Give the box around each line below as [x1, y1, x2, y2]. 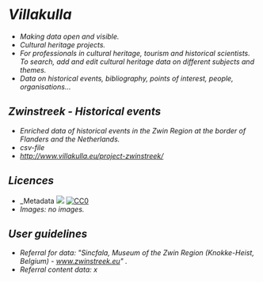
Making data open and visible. [19, 32, 120, 41]
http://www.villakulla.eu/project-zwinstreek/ [19, 151, 164, 160]
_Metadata [19, 196, 55, 205]
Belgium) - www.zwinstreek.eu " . [19, 257, 128, 266]
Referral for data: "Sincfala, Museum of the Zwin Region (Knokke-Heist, [19, 248, 255, 258]
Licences [8, 174, 54, 187]
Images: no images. [19, 204, 85, 214]
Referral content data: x [19, 265, 97, 274]
